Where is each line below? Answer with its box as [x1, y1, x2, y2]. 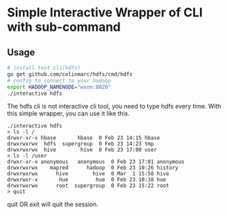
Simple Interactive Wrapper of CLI [7, 5, 203, 20]
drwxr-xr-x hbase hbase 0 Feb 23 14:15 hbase [7, 134, 160, 141]
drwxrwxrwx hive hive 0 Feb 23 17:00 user [7, 147, 157, 154]
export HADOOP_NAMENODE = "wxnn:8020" [7, 83, 111, 90]
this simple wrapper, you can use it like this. [7, 109, 130, 117]
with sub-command [7, 19, 121, 35]
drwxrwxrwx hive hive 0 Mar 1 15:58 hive [7, 171, 169, 177]
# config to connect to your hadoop [7, 77, 111, 84]
